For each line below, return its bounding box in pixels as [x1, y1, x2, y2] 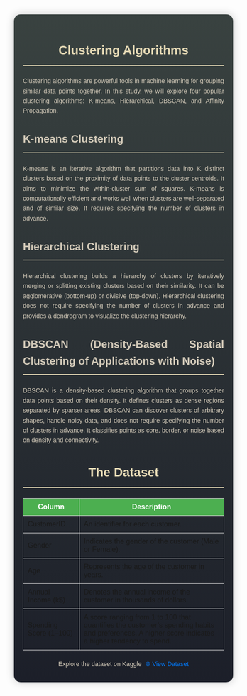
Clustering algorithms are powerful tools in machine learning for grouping [23, 77, 224, 85]
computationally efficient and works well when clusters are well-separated [23, 194, 224, 202]
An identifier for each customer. [83, 519, 182, 528]
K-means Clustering [23, 133, 123, 145]
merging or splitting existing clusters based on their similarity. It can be [23, 282, 224, 290]
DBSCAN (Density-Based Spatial [23, 337, 224, 350]
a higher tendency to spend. [83, 636, 172, 645]
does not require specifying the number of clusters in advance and [23, 302, 224, 310]
